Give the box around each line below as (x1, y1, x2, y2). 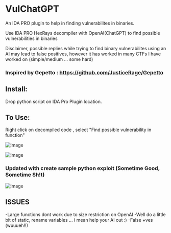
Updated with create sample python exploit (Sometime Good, (5, 165, 160, 172)
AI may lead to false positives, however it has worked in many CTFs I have (5, 51, 161, 57)
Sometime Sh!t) (5, 171, 45, 178)
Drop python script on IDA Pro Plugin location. (5, 98, 102, 104)
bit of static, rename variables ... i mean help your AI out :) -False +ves (5, 217, 153, 223)
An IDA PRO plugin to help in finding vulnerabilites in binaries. (5, 20, 135, 26)
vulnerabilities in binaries (5, 35, 58, 41)
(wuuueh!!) (5, 222, 28, 228)
